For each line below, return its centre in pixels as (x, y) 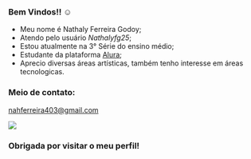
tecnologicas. (42, 72)
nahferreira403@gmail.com (53, 109)
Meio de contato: (42, 93)
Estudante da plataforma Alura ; (71, 55)
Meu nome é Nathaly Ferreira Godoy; (80, 30)
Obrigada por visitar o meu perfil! (74, 145)
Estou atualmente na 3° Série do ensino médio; (97, 46)
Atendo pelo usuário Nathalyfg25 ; (75, 38)
